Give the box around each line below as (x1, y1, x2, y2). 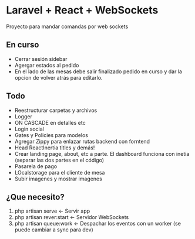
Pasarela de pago (14, 162, 58, 170)
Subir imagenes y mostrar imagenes (14, 175, 103, 182)
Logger (14, 112, 32, 120)
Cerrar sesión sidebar (14, 55, 68, 62)
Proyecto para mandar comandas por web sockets (6, 23, 129, 30)
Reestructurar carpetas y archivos (14, 107, 97, 114)
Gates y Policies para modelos (14, 131, 88, 138)
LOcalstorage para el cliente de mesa (14, 169, 105, 176)
